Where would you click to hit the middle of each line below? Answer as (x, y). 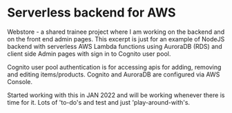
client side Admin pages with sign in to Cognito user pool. (89, 54)
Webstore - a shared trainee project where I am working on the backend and (116, 32)
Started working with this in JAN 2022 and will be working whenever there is (116, 95)
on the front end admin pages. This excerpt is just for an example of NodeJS (116, 39)
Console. (20, 81)
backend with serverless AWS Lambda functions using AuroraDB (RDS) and (115, 46)
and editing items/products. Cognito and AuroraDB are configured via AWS (114, 74)
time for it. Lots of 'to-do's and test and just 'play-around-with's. (99, 102)
